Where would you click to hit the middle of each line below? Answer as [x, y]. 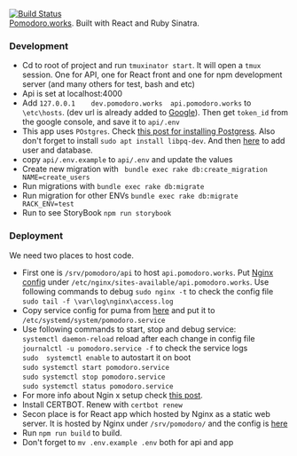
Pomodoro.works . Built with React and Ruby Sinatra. [104, 23]
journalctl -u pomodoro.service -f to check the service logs [135, 348]
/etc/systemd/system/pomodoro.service [94, 320]
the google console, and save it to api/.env [101, 122]
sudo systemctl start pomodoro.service [96, 367]
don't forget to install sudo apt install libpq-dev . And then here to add [153, 141]
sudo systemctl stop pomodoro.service [94, 377]
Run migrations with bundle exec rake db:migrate [113, 186]
